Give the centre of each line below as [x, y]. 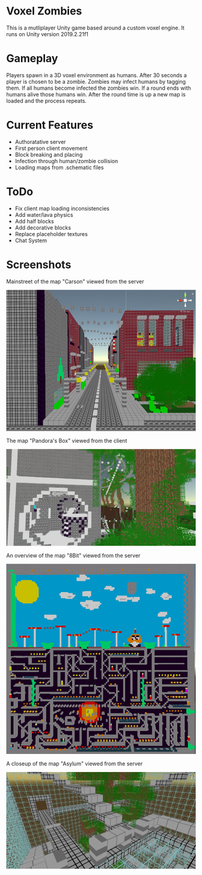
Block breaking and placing [49, 154]
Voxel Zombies [44, 11]
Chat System [31, 240]
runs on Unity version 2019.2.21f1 [47, 34]
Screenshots [39, 265]
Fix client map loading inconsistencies [62, 208]
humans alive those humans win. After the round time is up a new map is [96, 94]
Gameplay [32, 59]
